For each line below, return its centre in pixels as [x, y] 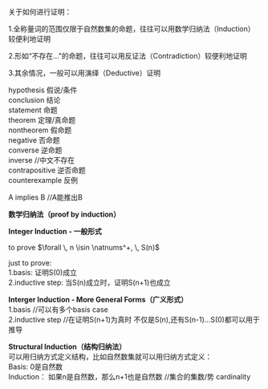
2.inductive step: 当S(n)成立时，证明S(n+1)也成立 [89, 282]
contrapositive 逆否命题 [47, 170]
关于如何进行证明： [40, 12]
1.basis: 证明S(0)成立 [43, 272]
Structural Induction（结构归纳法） [67, 346]
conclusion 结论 [35, 100]
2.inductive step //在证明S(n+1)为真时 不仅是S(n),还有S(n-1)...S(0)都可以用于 [134, 320]
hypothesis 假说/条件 [43, 90]
